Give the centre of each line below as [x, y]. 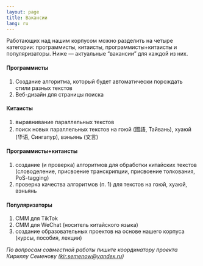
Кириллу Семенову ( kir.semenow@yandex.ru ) [65, 256]
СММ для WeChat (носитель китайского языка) [77, 225]
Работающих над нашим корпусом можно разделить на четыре [90, 41]
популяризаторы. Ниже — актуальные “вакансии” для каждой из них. [97, 54]
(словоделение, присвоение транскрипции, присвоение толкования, [105, 171]
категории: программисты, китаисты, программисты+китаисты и [92, 47]
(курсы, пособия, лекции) [48, 238]
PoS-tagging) [32, 177]
